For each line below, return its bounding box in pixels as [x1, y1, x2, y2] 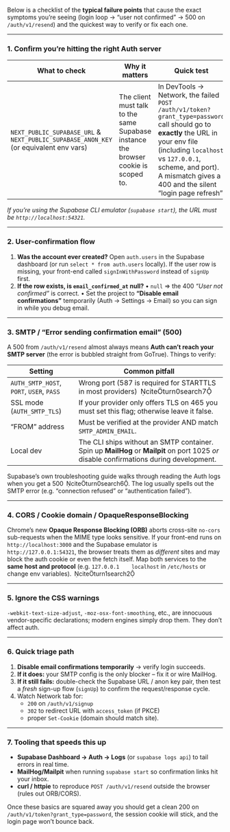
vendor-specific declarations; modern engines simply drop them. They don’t [7, 616, 222, 625]
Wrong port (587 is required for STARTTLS [78, 378, 216, 387]
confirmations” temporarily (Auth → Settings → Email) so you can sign [16, 296, 218, 304]
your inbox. [16, 775, 49, 783]
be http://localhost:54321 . [7, 213, 86, 222]
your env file [157, 137, 199, 146]
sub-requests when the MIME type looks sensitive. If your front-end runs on [7, 533, 222, 541]
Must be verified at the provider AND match [78, 417, 219, 427]
